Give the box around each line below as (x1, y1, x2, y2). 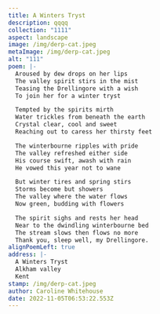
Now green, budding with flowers (15, 200, 125, 208)
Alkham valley (15, 265, 61, 273)
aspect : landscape (8, 33, 68, 42)
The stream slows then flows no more (15, 228, 139, 236)
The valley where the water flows (15, 193, 128, 201)
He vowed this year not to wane (15, 164, 122, 172)
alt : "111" (8, 56, 44, 64)
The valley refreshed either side (15, 149, 128, 157)
